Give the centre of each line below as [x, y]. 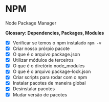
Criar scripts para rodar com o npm [50, 78]
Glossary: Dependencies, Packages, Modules [55, 33]
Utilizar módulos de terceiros [43, 60]
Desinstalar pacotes [34, 89]
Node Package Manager [31, 23]
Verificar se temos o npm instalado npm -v [57, 43]
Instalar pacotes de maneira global [49, 83]
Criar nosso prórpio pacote [41, 48]
